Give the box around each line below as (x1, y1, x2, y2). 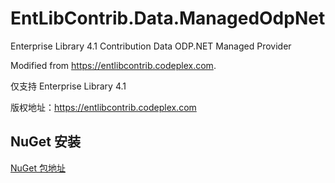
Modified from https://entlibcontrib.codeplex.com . (10, 59, 217, 71)
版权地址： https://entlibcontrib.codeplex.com (10, 101, 197, 113)
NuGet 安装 (10, 133, 82, 151)
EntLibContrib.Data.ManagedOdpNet (10, 7, 326, 30)
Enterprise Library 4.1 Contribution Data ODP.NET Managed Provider (10, 40, 292, 52)
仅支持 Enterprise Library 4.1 (10, 80, 127, 92)
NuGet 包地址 (10, 162, 66, 174)
